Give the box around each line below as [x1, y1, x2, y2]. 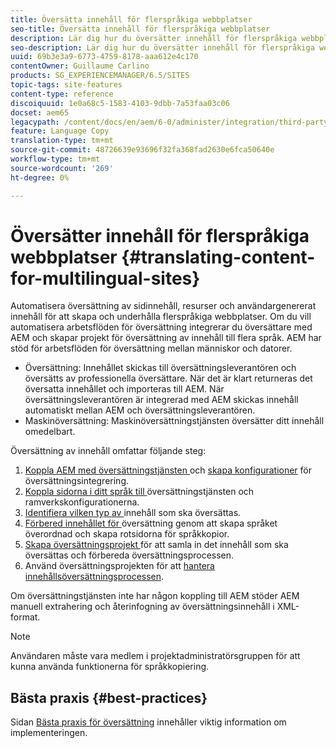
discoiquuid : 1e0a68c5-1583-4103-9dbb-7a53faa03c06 [10, 98, 230, 108]
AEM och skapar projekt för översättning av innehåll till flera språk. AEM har [10, 332, 322, 344]
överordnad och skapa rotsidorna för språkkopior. [24, 528, 230, 540]
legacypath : [10, 117, 60, 127]
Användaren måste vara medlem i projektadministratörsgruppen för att [10, 650, 301, 662]
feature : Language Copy [10, 126, 110, 136]
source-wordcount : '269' [10, 163, 114, 173]
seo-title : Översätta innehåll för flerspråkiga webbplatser [10, 24, 271, 34]
